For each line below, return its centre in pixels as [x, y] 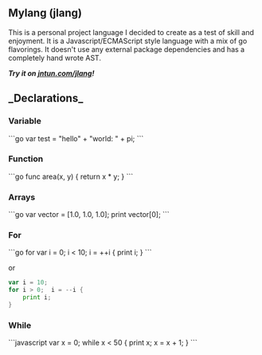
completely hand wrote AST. [55, 57]
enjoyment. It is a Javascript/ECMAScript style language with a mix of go [128, 41]
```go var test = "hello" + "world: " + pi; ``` [76, 138]
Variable [25, 121]
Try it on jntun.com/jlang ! [51, 73]
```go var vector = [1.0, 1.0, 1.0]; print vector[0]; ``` [89, 215]
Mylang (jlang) [45, 13]
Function [26, 159]
